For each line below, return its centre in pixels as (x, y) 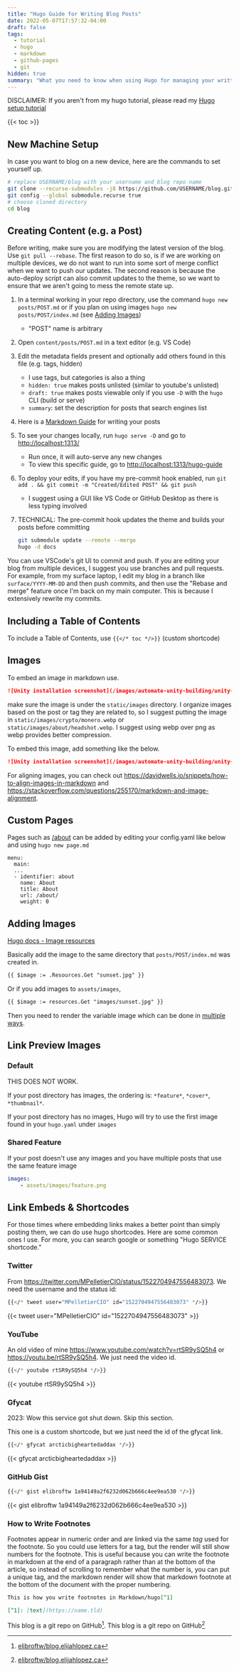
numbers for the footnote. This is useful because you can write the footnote (118, 1554)
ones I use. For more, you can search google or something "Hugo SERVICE (117, 1240)
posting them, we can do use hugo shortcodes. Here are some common (113, 1232)
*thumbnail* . (26, 1103)
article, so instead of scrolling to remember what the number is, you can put (118, 1570)
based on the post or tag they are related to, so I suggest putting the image (117, 712)
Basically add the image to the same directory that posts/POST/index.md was (119, 955)
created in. (23, 962)
